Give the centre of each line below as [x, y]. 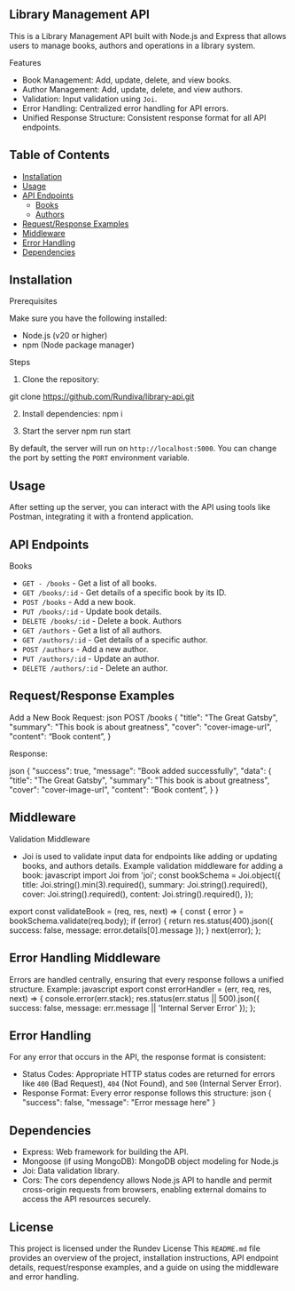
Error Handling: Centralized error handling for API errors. [125, 108]
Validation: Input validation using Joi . [89, 99]
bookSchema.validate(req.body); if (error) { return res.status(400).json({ [141, 920]
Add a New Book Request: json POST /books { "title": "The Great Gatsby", [144, 717]
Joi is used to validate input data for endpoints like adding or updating [149, 856]
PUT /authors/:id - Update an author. [90, 659]
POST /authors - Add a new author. [85, 649]
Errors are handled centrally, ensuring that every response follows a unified [147, 979]
